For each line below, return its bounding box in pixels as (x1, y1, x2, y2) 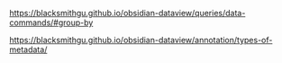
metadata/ (9, 44, 48, 55)
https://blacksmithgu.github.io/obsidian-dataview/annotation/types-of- (9, 35, 273, 45)
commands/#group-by (9, 17, 94, 28)
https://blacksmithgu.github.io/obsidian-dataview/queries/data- (9, 8, 246, 18)
